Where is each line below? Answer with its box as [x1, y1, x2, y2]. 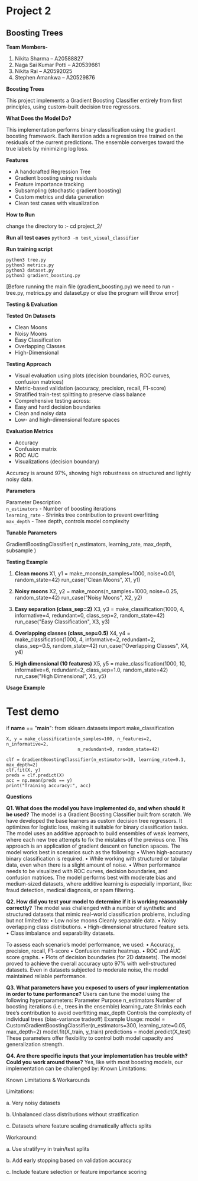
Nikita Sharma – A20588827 [14, 55, 84, 62]
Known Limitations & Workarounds [6, 1076, 90, 1083]
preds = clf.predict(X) [6, 772, 65, 778]
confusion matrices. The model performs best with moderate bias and [6, 874, 177, 881]
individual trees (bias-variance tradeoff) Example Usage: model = [6, 1016, 165, 1023]
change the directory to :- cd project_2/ [6, 222, 102, 230]
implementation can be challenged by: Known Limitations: [6, 1065, 147, 1072]
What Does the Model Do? [6, 114, 72, 122]
